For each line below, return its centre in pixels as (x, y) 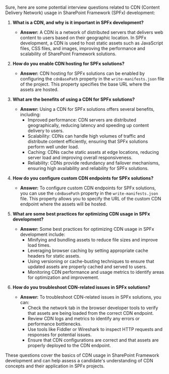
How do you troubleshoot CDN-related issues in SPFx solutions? (81, 287)
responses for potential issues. (60, 335)
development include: (43, 234)
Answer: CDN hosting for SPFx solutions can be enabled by (82, 73)
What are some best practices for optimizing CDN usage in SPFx (81, 214)
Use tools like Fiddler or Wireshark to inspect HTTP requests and (95, 329)
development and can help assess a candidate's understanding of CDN (79, 361)
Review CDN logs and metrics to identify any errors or (84, 319)
